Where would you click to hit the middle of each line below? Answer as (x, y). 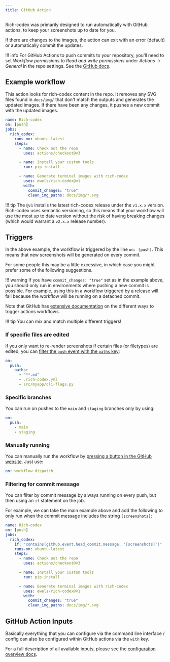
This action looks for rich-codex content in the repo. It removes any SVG (81, 94)
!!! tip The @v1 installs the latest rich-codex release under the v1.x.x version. (85, 205)
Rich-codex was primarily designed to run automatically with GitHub (77, 24)
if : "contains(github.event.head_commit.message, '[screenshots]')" (88, 544)
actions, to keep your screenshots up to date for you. (61, 30)
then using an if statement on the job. (45, 501)
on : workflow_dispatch (29, 471)
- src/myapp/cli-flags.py (46, 385)
